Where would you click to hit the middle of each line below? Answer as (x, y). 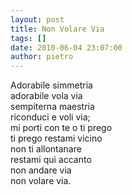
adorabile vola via (46, 96)
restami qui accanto (51, 160)
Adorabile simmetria (51, 85)
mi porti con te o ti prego (61, 128)
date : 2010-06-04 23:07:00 (66, 47)
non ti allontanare (46, 149)
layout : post (37, 19)
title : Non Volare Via (57, 29)
